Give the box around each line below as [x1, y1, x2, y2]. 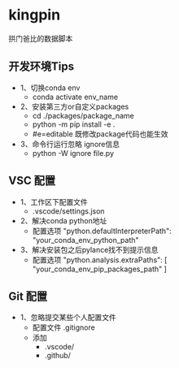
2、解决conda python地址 [20, 215, 107, 225]
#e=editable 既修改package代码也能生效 [32, 128, 168, 139]
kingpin [8, 6, 61, 24]
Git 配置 [8, 289, 48, 303]
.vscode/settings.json [32, 206, 105, 216]
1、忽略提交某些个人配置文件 [20, 313, 116, 323]
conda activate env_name [32, 92, 119, 102]
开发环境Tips [8, 59, 75, 74]
